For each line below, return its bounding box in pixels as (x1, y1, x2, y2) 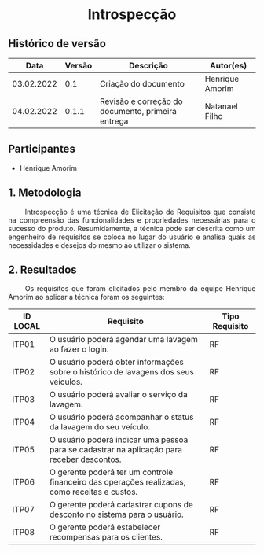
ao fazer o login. (49, 344, 109, 355)
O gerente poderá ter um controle (49, 466, 174, 477)
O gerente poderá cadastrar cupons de (49, 500, 194, 511)
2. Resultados (8, 264, 77, 277)
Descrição (129, 61, 169, 71)
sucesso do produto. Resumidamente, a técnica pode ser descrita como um (8, 223, 256, 233)
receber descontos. (49, 454, 122, 465)
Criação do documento (99, 79, 185, 89)
